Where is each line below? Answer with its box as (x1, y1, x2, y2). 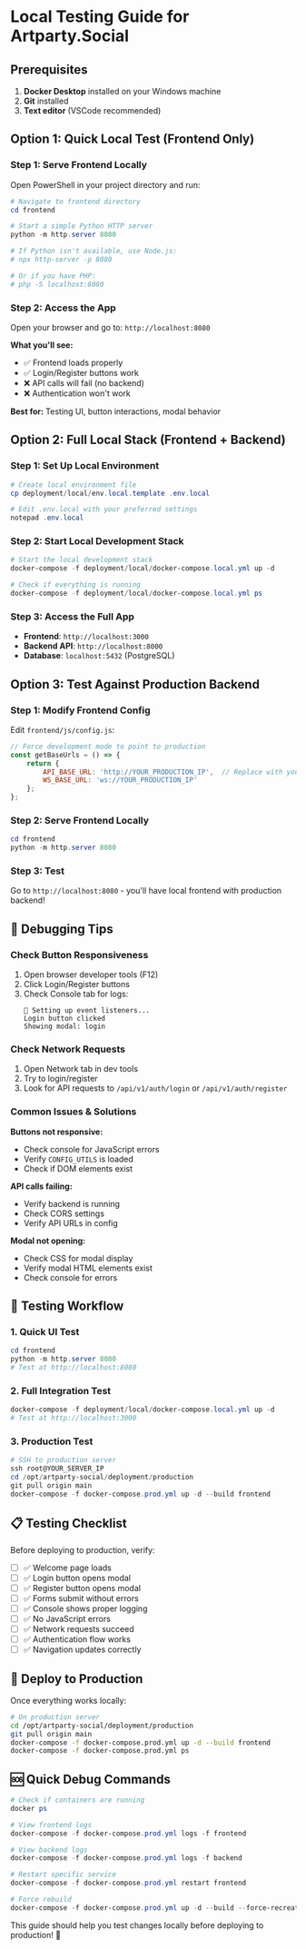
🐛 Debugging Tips (10, 921, 114, 936)
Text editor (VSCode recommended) (23, 105, 162, 115)
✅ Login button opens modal (23, 1572, 131, 1583)
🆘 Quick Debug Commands (10, 1771, 171, 1786)
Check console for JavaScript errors (23, 1143, 160, 1154)
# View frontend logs (10, 1820, 93, 1829)
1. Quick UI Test (10, 1326, 80, 1339)
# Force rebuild (10, 1895, 72, 1904)
